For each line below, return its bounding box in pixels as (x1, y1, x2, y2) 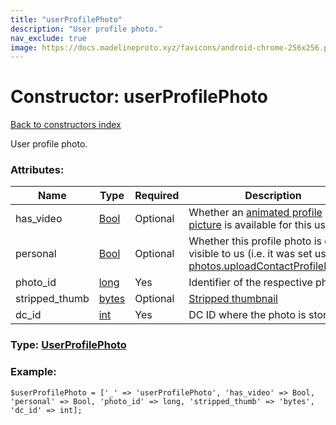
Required (134, 189, 180, 203)
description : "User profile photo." (10, 24, 163, 34)
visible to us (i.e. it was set (188, 247, 313, 261)
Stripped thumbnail (188, 292, 278, 306)
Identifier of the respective (188, 276, 313, 290)
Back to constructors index (10, 119, 122, 131)
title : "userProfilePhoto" (10, 14, 123, 25)
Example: (10, 365, 57, 379)
